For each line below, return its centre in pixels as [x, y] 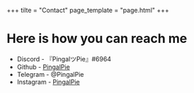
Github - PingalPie [43, 67]
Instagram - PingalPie [48, 82]
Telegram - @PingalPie [50, 74]
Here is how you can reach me [97, 39]
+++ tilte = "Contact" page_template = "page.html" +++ [88, 10]
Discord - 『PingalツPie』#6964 [64, 58]
